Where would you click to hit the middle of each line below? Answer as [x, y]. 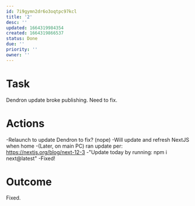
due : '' [15, 44]
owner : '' [18, 55]
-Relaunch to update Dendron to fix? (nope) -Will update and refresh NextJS [98, 139]
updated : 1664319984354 [35, 28]
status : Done [22, 39]
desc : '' [17, 22]
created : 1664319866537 [35, 33]
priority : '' [22, 50]
